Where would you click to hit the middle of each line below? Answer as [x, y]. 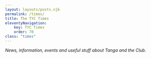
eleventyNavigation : [26, 23]
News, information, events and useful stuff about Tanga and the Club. [76, 50]
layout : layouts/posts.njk [32, 9]
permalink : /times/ [25, 14]
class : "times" [21, 37]
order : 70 [24, 32]
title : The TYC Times [27, 18]
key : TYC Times [29, 28]
